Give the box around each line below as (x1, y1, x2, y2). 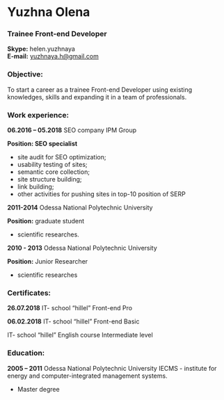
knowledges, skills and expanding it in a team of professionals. (7, 93, 187, 101)
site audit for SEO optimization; (17, 153, 106, 161)
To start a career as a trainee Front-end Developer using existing (7, 85, 193, 94)
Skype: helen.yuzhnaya (7, 45, 75, 53)
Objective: (7, 70, 43, 79)
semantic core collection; (17, 168, 90, 176)
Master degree (17, 385, 61, 393)
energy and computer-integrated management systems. (7, 371, 168, 380)
